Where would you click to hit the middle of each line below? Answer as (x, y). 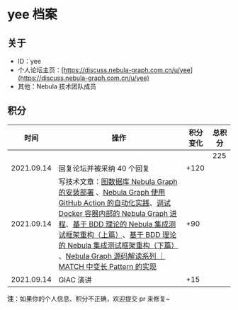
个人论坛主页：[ (40, 70)
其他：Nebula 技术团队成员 (57, 86)
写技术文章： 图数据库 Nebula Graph (118, 181)
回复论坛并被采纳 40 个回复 (104, 168)
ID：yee (29, 61)
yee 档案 (33, 15)
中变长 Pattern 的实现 (121, 266)
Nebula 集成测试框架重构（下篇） (123, 245)
